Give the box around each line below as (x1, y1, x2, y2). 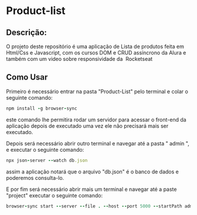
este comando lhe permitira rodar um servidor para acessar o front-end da (6, 116, 186, 123)
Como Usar (6, 72, 48, 83)
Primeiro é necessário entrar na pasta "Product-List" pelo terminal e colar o (6, 88, 189, 95)
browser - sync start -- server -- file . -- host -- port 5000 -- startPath (6, 203, 182, 209)
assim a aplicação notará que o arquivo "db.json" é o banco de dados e (6, 168, 179, 175)
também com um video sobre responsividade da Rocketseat (6, 56, 153, 62)
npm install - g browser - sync (6, 105, 77, 111)
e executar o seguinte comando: (6, 146, 84, 153)
